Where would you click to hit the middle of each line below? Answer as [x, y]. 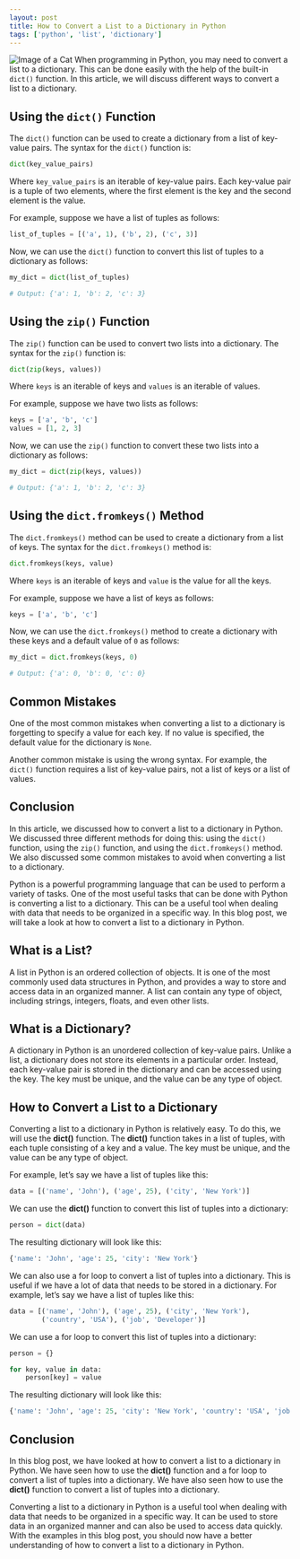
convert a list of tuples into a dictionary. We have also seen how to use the [146, 1480]
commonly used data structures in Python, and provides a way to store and [148, 981]
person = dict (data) [48, 1225]
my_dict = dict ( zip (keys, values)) [76, 472]
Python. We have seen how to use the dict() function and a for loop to [138, 1470]
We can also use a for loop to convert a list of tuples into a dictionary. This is [150, 1275]
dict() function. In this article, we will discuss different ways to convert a [144, 79]
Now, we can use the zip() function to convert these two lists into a [134, 446]
